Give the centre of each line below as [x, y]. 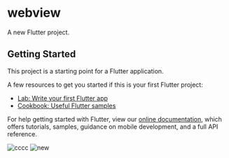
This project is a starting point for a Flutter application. [85, 71]
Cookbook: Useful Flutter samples [67, 106]
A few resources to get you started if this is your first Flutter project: [105, 85]
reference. [22, 134]
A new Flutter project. [39, 32]
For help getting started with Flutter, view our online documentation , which [115, 119]
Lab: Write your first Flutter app [63, 98]
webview [34, 13]
